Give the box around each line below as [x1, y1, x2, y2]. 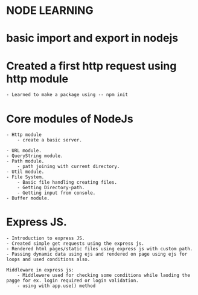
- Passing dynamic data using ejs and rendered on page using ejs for [6, 251, 188, 258]
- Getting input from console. [17, 190, 96, 196]
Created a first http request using [6, 59, 177, 73]
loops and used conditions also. [6, 256, 91, 263]
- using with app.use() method [17, 283, 96, 289]
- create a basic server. [17, 137, 83, 143]
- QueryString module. [6, 153, 63, 159]
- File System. [6, 174, 45, 180]
